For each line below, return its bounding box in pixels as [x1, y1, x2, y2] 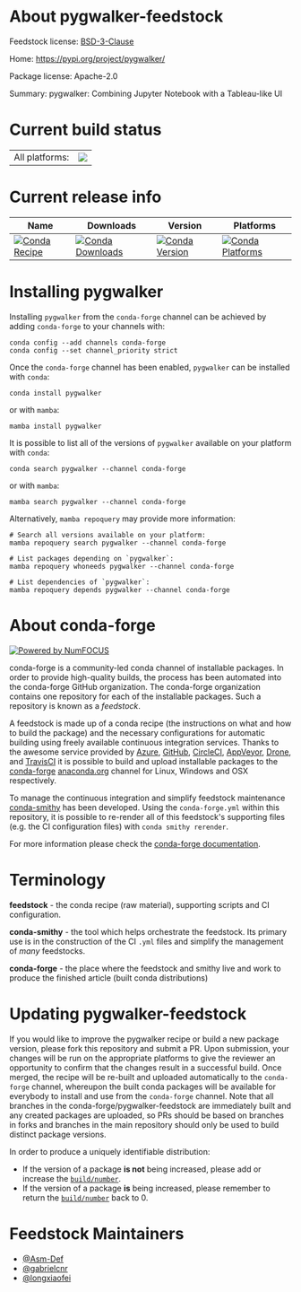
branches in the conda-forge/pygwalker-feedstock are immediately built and [9, 1100, 292, 1111]
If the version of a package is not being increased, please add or [21, 1164, 262, 1174]
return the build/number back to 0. [21, 1192, 149, 1203]
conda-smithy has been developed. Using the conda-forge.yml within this [9, 801, 280, 813]
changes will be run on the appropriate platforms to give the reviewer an [9, 1052, 276, 1063]
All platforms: [13, 151, 70, 163]
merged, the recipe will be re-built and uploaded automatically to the [9, 1071, 262, 1082]
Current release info [9, 187, 162, 207]
